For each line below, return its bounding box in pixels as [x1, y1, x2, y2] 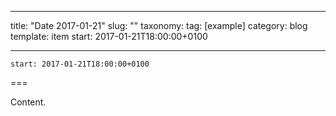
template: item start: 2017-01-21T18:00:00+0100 [10, 31, 208, 42]
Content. [10, 96, 47, 108]
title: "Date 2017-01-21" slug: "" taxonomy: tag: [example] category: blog [10, 20, 308, 31]
